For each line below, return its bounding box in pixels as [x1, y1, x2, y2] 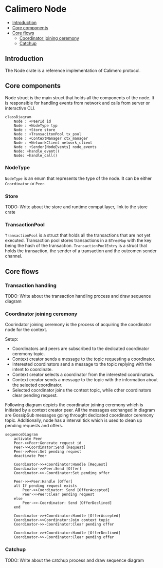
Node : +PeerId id [14, 119, 51, 124]
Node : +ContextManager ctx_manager [14, 136, 89, 141]
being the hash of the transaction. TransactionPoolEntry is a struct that [5, 243, 147, 249]
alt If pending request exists [14, 483, 77, 488]
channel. [5, 253, 23, 259]
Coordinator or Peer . [5, 180, 46, 186]
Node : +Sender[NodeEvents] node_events [14, 144, 97, 150]
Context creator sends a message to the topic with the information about [12, 377, 158, 383]
